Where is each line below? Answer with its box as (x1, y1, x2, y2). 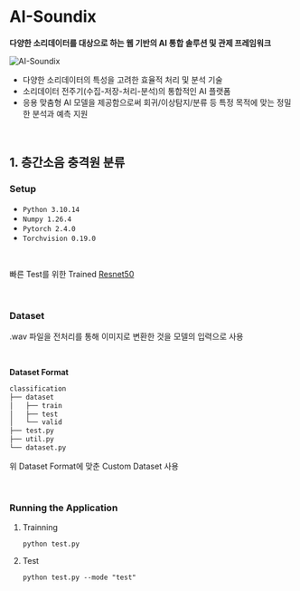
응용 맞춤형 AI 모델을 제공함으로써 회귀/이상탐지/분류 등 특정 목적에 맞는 (22, 97, 276, 108)
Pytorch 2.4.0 (22, 224, 76, 233)
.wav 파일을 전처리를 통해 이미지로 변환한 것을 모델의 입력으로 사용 (9, 331, 244, 342)
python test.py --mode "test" (22, 573, 137, 582)
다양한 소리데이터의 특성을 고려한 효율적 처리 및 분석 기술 (22, 74, 223, 85)
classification (9, 383, 67, 393)
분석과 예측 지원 (32, 108, 89, 119)
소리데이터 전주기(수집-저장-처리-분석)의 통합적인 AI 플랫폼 (22, 85, 231, 96)
